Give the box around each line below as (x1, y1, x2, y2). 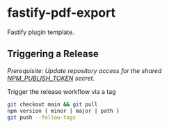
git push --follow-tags (7, 113, 77, 121)
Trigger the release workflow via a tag (7, 87, 116, 95)
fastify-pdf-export (7, 5, 116, 21)
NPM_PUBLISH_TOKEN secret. (7, 74, 95, 82)
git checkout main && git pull (7, 101, 98, 108)
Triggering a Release (7, 48, 99, 60)
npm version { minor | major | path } (7, 107, 120, 114)
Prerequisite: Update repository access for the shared (7, 66, 162, 74)
